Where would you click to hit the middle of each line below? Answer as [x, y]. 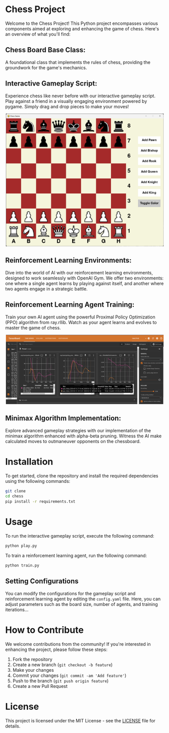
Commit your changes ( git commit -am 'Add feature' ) [69, 675]
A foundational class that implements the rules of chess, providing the [78, 62]
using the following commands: [38, 481]
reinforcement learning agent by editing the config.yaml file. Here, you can [83, 599]
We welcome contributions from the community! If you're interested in [78, 644]
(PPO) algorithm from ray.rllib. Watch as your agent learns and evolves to [81, 322]
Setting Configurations [42, 581]
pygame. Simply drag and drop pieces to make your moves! [67, 106]
